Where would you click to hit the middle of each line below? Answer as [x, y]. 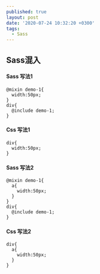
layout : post [22, 17]
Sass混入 [23, 60]
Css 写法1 [18, 130]
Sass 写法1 [19, 76]
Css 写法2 [19, 231]
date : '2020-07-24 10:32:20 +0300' [51, 23]
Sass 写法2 [20, 167]
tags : [13, 29]
